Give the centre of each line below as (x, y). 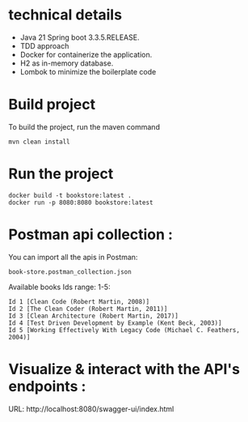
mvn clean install (39, 142)
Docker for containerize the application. (86, 54)
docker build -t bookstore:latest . (70, 195)
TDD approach (44, 45)
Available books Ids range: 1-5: (59, 287)
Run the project (61, 174)
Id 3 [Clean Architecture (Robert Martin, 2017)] (94, 316)
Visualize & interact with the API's (124, 369)
